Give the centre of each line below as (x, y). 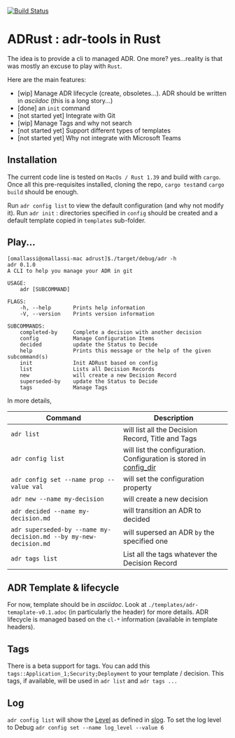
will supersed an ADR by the (169, 532)
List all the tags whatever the (171, 554)
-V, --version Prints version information (87, 314)
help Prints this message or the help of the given (115, 351)
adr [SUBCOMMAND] (45, 289)
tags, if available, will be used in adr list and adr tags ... (92, 681)
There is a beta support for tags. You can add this (79, 666)
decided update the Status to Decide (89, 344)
